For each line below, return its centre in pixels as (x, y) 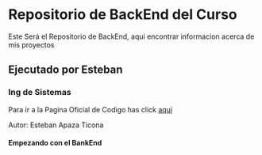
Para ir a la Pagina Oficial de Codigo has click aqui (91, 109)
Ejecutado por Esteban (65, 70)
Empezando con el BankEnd (55, 143)
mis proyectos (31, 44)
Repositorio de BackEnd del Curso (123, 15)
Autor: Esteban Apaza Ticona (56, 125)
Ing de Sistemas (40, 93)
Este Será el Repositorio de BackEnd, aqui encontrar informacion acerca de (131, 36)
